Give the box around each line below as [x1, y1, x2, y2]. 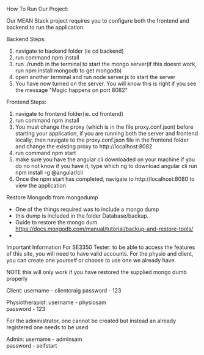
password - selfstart [6, 342, 57, 349]
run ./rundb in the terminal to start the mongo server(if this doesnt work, [15, 61, 197, 67]
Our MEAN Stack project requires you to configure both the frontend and [6, 17, 189, 24]
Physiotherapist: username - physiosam [6, 299, 107, 306]
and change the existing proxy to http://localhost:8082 [15, 143, 153, 150]
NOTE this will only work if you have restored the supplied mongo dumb [6, 269, 188, 275]
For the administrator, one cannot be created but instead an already [6, 317, 177, 324]
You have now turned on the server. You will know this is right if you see [15, 80, 197, 87]
